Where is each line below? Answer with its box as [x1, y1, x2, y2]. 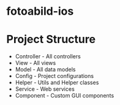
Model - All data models [15, 66, 76, 73]
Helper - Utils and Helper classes [15, 79, 99, 87]
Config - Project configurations [15, 72, 94, 80]
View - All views [15, 60, 56, 67]
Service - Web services [15, 85, 75, 93]
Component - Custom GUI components [15, 92, 114, 99]
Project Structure [6, 33, 96, 47]
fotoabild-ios [6, 4, 74, 18]
